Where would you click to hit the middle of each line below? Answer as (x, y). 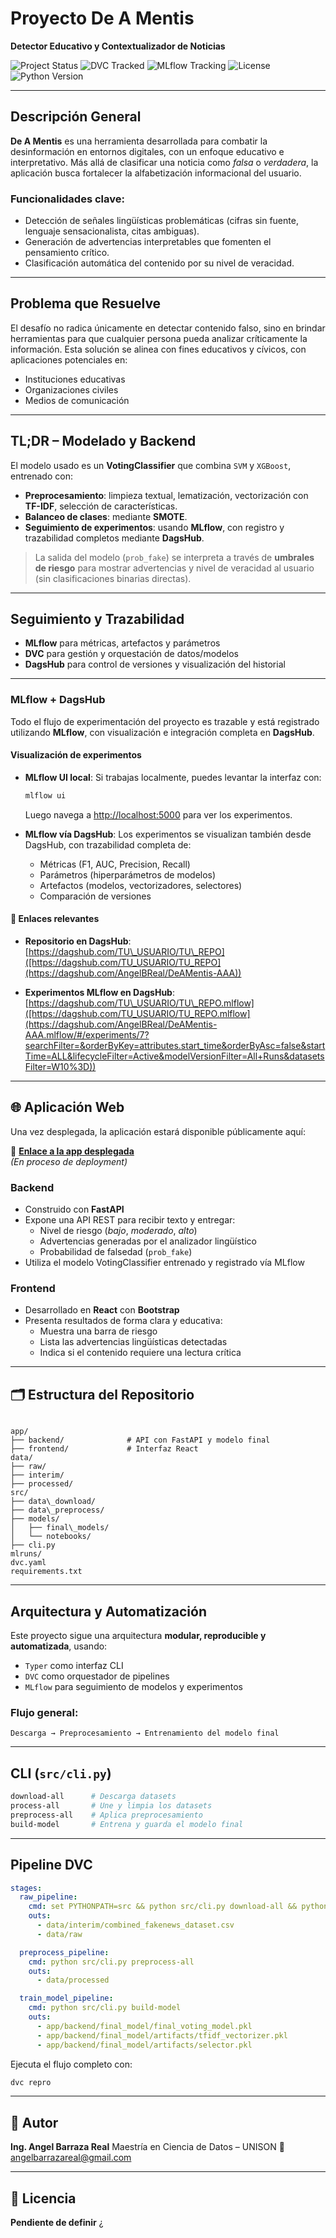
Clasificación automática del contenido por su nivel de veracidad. (159, 263)
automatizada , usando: (59, 1646)
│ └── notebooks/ (51, 1537)
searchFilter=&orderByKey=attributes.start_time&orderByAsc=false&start (175, 1046)
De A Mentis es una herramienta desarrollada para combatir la (139, 141)
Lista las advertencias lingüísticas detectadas (133, 1342)
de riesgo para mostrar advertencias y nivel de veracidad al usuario (174, 568)
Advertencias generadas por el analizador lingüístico (148, 1241)
